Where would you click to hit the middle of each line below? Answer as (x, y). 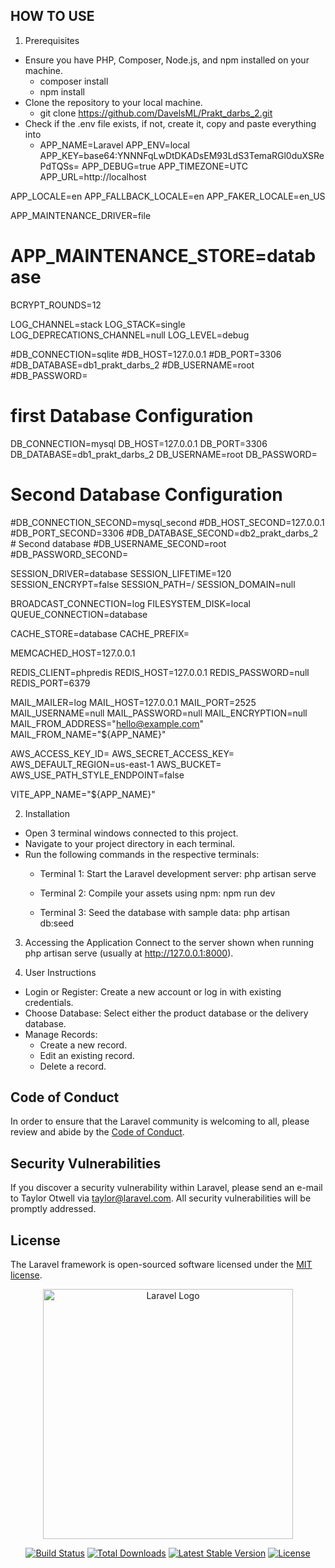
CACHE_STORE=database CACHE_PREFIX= (100, 633)
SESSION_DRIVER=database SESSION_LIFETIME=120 (121, 573)
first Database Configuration (132, 415)
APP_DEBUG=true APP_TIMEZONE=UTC (164, 166)
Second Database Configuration (146, 494)
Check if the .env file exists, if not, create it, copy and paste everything (170, 123)
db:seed (57, 923)
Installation (47, 813)
